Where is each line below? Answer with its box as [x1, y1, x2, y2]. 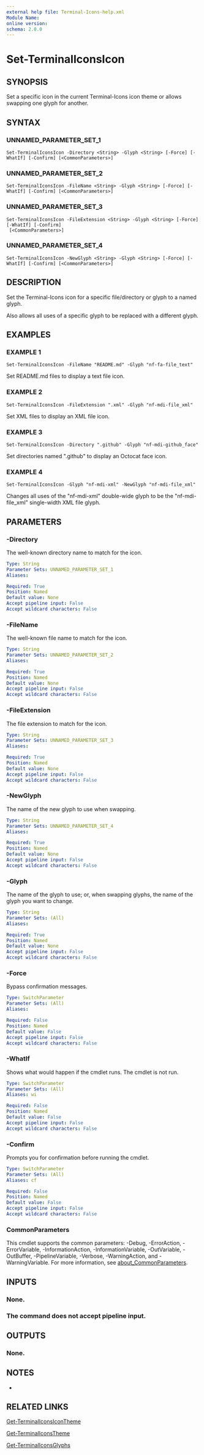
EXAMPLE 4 [6, 467, 43, 476]
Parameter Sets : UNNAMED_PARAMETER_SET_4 [6, 823, 114, 829]
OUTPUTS [6, 1330, 46, 1340]
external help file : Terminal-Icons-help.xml [6, 9, 124, 15]
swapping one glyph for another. [6, 99, 89, 107]
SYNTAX [6, 117, 41, 127]
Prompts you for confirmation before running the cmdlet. [6, 1154, 149, 1161]
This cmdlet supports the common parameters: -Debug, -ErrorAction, [6, 1239, 182, 1247]
